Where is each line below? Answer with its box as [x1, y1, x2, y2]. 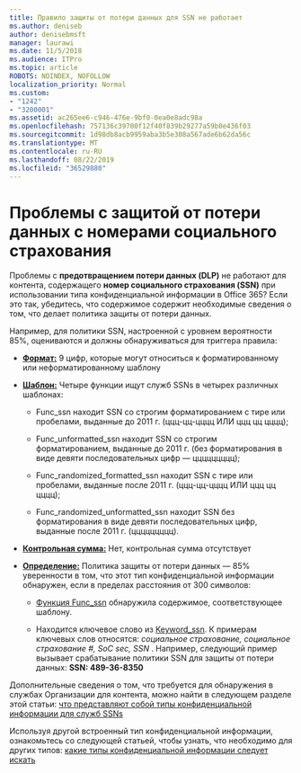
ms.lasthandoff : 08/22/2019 [9, 155, 115, 164]
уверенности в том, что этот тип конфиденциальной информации [22, 570, 275, 581]
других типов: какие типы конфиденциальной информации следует [9, 745, 269, 756]
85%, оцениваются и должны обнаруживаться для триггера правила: [9, 335, 278, 346]
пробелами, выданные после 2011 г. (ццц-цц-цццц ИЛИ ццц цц [35, 480, 277, 491]
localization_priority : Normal [9, 80, 127, 89]
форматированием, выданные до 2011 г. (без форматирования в [35, 443, 283, 454]
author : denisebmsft [9, 30, 87, 39]
